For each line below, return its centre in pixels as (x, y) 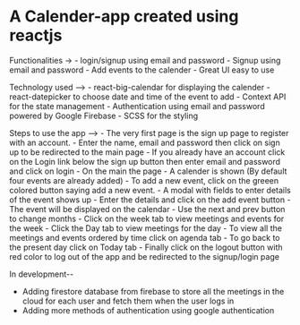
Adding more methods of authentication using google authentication (148, 310)
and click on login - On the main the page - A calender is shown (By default (148, 171)
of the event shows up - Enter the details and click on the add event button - (150, 200)
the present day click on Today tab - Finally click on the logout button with (146, 247)
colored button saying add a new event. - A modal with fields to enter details (150, 190)
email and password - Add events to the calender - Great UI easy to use (142, 70)
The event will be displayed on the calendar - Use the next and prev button (147, 209)
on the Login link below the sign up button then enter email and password (145, 161)
